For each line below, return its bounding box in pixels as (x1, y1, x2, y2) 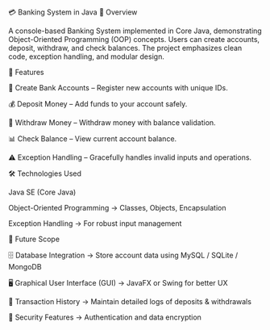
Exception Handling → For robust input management (8, 219, 182, 228)
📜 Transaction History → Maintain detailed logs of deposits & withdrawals (8, 297, 252, 306)
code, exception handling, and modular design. (8, 52, 165, 61)
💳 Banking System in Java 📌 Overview (8, 7, 138, 17)
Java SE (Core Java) (8, 187, 77, 197)
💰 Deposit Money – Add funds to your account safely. (8, 99, 188, 108)
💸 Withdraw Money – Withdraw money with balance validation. (8, 118, 216, 127)
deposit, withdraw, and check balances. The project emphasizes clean (8, 44, 243, 52)
